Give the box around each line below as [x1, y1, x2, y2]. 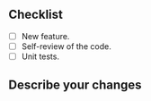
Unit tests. [21, 51, 60, 62]
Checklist [8, 7, 64, 22]
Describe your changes [8, 78, 142, 93]
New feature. [21, 30, 70, 41]
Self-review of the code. [21, 40, 111, 52]
